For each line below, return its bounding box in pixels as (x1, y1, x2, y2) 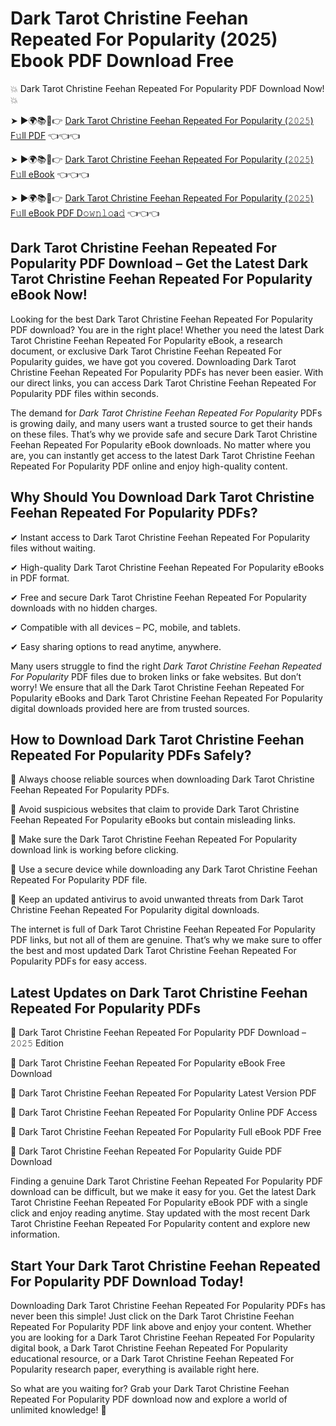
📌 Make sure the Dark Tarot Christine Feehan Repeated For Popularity (10, 833, 298, 846)
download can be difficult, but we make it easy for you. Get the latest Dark (10, 1186, 317, 1198)
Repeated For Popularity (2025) (10, 28, 278, 51)
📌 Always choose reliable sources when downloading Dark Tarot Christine (10, 773, 315, 786)
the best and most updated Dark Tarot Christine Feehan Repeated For (10, 945, 297, 957)
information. (10, 1228, 61, 1241)
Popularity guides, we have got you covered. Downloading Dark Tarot (10, 355, 297, 367)
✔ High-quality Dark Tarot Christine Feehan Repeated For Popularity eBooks (10, 561, 325, 573)
